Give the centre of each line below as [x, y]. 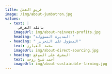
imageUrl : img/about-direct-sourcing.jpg [56, 50]
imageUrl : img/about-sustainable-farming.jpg [61, 64]
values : [13, 18]
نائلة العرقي [31, 28]
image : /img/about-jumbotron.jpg [39, 14]
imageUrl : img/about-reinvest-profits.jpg [57, 32]
